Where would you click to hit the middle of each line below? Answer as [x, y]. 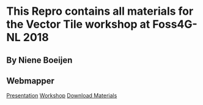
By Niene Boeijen [39, 60]
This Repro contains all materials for [100, 11]
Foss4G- [175, 24]
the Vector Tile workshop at [78, 24]
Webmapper [31, 81]
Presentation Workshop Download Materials [62, 96]
